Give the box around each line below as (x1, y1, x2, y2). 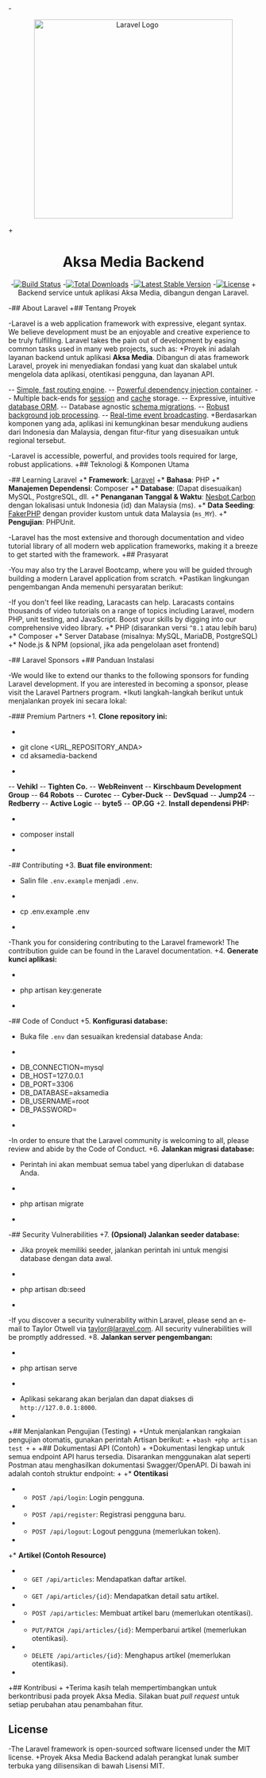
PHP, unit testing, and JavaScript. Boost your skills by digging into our (8, 614, 237, 624)
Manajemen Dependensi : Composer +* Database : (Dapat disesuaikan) (8, 483, 242, 493)
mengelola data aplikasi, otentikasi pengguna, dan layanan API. (8, 369, 214, 378)
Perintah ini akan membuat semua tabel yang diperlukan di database (19, 1159, 245, 1169)
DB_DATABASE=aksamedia (19, 1087, 110, 1097)
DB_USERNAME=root (19, 1096, 90, 1106)
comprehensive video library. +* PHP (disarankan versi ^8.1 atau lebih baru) (8, 622, 257, 632)
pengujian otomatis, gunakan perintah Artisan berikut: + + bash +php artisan (8, 1435, 258, 1444)
